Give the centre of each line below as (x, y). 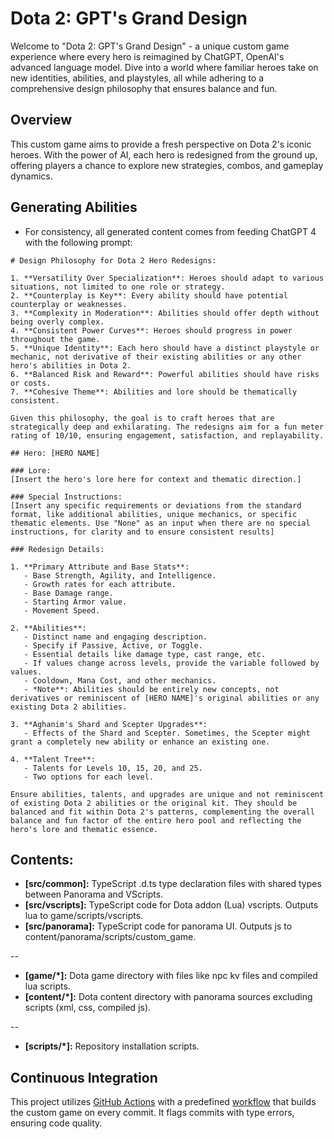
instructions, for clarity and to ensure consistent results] (142, 532)
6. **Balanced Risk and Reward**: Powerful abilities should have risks (165, 374)
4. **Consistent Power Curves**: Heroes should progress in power (151, 330)
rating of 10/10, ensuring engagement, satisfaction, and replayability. (167, 435)
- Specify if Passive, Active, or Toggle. (113, 645)
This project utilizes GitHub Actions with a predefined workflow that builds (163, 1102)
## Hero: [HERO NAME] (55, 453)
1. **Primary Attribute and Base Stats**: (100, 567)
